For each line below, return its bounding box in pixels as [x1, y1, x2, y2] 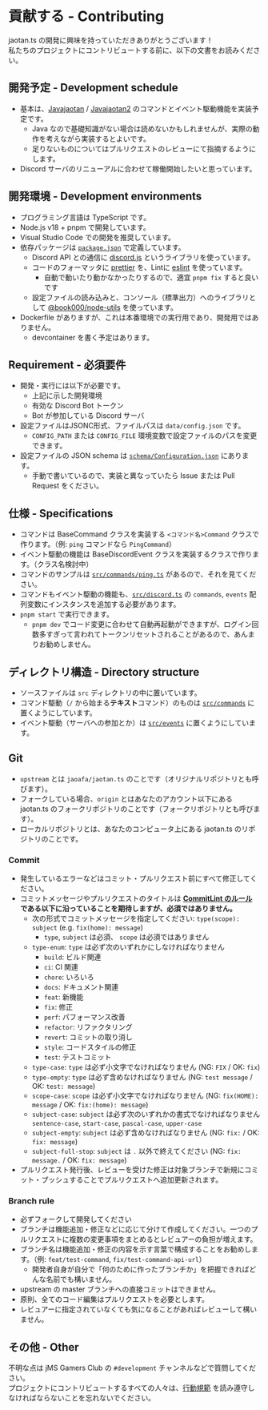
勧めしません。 [46, 640, 96, 649]
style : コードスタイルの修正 [43, 1042, 137, 1052]
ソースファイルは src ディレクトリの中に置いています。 [19, 688, 202, 697]
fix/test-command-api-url [113, 1256, 199, 1264]
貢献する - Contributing [8, 7, 165, 26]
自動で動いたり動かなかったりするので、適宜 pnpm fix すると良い [43, 272, 258, 282]
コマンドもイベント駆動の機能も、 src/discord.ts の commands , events [19, 589, 248, 599]
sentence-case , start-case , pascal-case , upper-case [31, 1119, 202, 1128]
